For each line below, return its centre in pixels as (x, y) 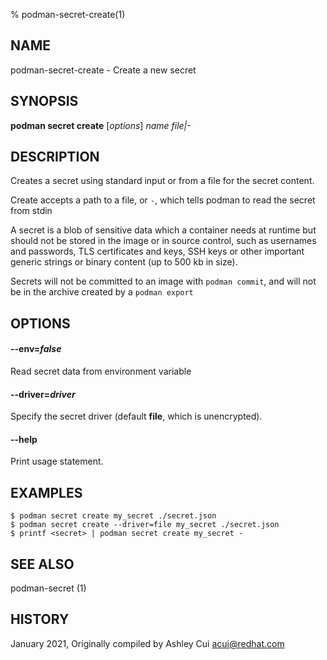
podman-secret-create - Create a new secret (103, 70)
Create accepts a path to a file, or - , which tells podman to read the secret (163, 200)
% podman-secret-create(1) (68, 14)
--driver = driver (43, 394)
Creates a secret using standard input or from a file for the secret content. (162, 181)
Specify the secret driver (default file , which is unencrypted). (136, 416)
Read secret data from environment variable (101, 371)
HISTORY (40, 619)
